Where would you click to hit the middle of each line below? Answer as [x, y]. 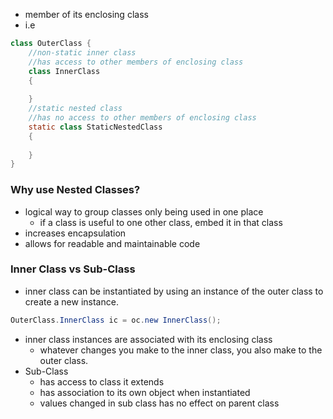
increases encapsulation [75, 233]
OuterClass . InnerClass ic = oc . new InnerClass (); [116, 320]
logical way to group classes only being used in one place [144, 211]
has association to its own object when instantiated [145, 392]
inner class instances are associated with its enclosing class [148, 339]
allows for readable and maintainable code [112, 243]
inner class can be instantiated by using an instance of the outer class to [174, 291]
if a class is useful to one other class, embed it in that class [161, 222]
